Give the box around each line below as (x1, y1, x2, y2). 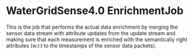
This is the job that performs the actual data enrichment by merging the (6, 23, 178, 30)
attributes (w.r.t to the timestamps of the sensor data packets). (6, 42, 157, 49)
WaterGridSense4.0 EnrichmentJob (6, 4, 184, 18)
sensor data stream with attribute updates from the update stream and (6, 29, 175, 36)
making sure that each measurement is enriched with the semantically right (6, 36, 188, 43)
